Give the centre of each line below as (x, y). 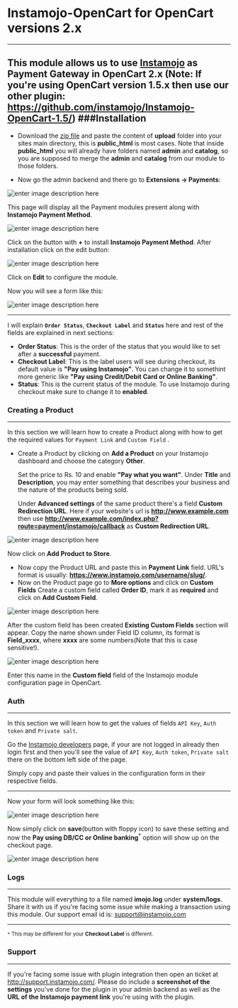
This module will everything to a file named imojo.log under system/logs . (115, 899)
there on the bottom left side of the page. (67, 760)
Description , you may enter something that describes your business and (124, 482)
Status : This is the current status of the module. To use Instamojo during (124, 384)
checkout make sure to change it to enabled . (83, 391)
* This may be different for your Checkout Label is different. (80, 934)
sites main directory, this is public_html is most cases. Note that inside (121, 143)
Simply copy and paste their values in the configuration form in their (107, 773)
